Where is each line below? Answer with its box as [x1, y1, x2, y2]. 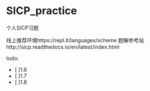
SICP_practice [6, 4, 77, 18]
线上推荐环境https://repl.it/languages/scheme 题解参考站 [6, 36, 145, 43]
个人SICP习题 [6, 24, 39, 31]
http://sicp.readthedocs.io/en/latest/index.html [6, 43, 120, 50]
